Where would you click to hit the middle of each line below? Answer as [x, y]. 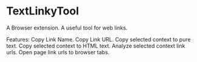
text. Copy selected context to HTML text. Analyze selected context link [96, 46]
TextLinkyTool [43, 11]
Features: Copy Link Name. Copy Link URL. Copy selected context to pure [98, 39]
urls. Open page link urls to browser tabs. [58, 52]
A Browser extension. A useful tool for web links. [67, 28]
